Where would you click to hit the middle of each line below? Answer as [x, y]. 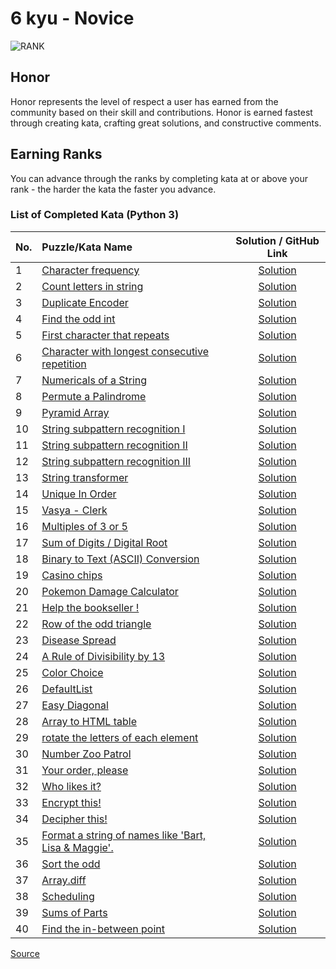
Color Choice [72, 672]
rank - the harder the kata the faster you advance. [113, 189]
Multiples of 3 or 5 [84, 526]
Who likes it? [71, 786]
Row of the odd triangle [96, 624]
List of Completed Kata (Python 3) [95, 215]
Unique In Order [79, 494]
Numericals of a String [94, 380]
